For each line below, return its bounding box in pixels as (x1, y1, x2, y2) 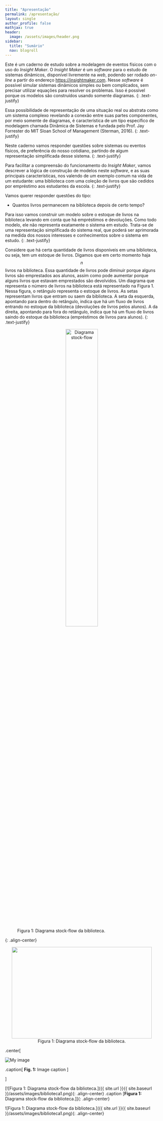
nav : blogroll (9, 48, 38, 53)
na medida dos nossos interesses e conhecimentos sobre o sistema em (5, 232, 148, 238)
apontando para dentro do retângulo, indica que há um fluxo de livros (5, 298, 145, 304)
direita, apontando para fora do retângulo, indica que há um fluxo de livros (5, 308, 154, 315)
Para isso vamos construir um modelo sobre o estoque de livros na (5, 211, 139, 217)
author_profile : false (5, 20, 51, 26)
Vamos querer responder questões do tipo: (5, 192, 91, 198)
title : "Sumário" (9, 43, 45, 48)
